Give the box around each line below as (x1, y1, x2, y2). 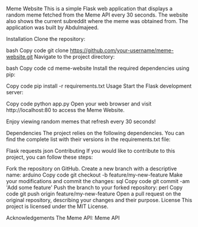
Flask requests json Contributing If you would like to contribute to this (6, 148, 176, 154)
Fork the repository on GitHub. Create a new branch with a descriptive (6, 165, 177, 172)
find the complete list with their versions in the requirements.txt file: (6, 136, 171, 143)
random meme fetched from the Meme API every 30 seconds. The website (6, 11, 189, 18)
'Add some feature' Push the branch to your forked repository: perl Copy (6, 184, 183, 191)
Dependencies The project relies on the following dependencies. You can (6, 130, 185, 136)
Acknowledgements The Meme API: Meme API (6, 215, 120, 221)
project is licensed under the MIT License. (6, 203, 109, 210)
